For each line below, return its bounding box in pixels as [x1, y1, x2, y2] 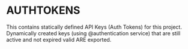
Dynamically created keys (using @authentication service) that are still [6, 29, 181, 36]
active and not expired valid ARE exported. [6, 36, 112, 43]
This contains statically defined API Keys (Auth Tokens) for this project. [6, 23, 182, 30]
